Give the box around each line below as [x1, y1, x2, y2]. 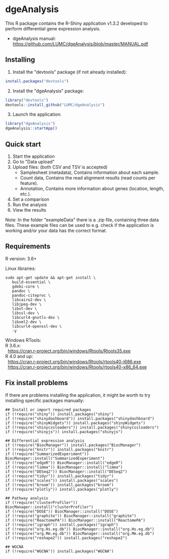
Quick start [5, 140, 41, 149]
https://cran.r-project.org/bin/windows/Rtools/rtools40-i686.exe [7, 358, 141, 364]
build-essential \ [12, 279, 51, 285]
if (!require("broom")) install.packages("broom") [5, 482, 114, 487]
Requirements [5, 242, 50, 251]
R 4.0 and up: [5, 353, 33, 359]
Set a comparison [12, 196, 49, 202]
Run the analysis [12, 201, 47, 208]
